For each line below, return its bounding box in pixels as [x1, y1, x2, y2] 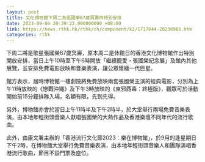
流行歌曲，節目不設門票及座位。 [11, 149, 92, 156]
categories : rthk [6, 32, 51, 38]
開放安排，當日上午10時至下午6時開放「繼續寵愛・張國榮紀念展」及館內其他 [6, 57, 197, 64]
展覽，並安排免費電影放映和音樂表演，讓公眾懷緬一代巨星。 [6, 65, 156, 72]
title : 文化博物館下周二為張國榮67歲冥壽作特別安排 [6, 15, 122, 21]
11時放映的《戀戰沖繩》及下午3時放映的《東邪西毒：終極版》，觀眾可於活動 [11, 85, 199, 92]
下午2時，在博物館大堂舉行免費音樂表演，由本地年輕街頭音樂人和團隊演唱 [6, 142, 192, 149]
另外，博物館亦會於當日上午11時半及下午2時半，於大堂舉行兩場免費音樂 [6, 106, 185, 113]
